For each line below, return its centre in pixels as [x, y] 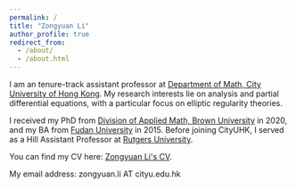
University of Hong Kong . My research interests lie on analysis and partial [144, 94]
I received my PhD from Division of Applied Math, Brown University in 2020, [148, 120]
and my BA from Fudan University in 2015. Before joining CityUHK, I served [147, 130]
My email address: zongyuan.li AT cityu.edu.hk [95, 174]
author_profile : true [49, 34]
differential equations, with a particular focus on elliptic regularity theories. [146, 103]
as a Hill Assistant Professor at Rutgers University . [101, 139]
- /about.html [43, 59]
